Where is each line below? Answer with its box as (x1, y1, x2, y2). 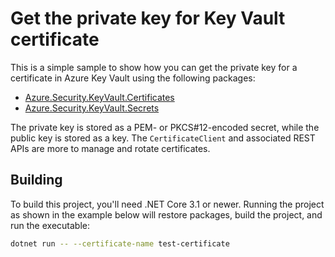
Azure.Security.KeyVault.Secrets (24, 102, 160, 114)
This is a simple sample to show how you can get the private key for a (10, 61, 298, 73)
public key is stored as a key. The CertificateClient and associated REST (10, 132, 316, 144)
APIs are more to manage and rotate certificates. (10, 142, 211, 154)
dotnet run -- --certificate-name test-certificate (10, 238, 230, 249)
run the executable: (10, 219, 90, 231)
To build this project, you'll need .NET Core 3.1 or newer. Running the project (10, 198, 325, 210)
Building (10, 172, 63, 189)
